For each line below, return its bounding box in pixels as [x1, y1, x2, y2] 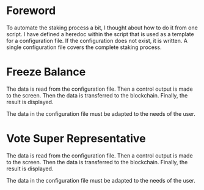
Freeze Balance [6, 65, 86, 79]
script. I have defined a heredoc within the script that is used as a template [6, 30, 194, 37]
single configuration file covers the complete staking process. [6, 44, 162, 51]
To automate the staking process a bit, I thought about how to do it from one [6, 24, 199, 31]
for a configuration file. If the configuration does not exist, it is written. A [6, 37, 188, 44]
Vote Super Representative [6, 132, 146, 146]
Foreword [6, 4, 56, 18]
